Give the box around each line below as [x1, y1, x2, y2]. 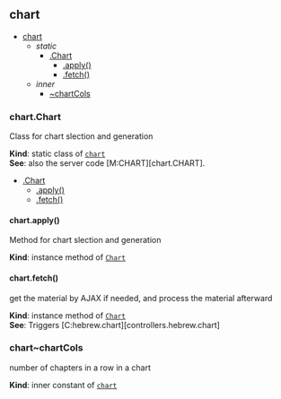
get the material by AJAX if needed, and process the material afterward [9, 292, 273, 303]
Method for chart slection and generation [9, 235, 162, 246]
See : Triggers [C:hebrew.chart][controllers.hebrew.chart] [9, 319, 220, 330]
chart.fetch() [9, 273, 58, 283]
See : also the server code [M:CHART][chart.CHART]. [9, 158, 206, 169]
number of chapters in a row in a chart [9, 362, 151, 373]
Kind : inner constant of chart [9, 379, 118, 390]
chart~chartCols [9, 342, 83, 354]
